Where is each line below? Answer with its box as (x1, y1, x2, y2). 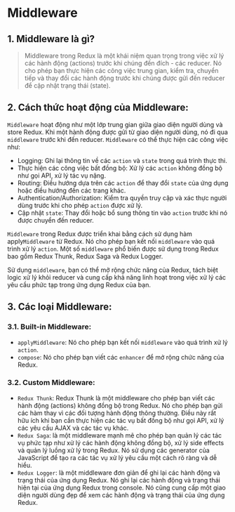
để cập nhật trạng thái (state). (24, 81, 111, 89)
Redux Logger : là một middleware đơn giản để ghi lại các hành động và (17, 468, 221, 477)
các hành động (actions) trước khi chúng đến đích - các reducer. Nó (24, 59, 222, 67)
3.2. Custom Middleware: (7, 378, 96, 388)
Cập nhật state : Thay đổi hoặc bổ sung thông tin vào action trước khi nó (17, 209, 228, 217)
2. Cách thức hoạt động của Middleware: (7, 102, 189, 114)
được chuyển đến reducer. (17, 216, 94, 224)
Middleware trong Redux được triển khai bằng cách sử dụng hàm (7, 230, 193, 238)
